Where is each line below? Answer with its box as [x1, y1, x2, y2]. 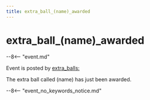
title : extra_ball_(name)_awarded [6, 8, 91, 15]
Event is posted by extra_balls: [6, 64, 80, 71]
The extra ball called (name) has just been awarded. [6, 75, 132, 82]
